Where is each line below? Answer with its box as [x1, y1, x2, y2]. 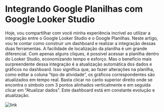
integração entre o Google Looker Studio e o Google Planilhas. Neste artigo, [5, 35, 158, 41]
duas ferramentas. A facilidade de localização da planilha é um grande [5, 45, 147, 51]
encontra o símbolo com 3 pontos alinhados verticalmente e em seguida [5, 82, 151, 88]
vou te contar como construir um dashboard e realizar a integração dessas [5, 40, 156, 46]
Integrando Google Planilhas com [5, 3, 143, 15]
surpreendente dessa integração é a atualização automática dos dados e [5, 61, 152, 67]
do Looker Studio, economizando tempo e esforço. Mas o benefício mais [5, 56, 152, 62]
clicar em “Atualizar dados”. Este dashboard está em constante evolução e [5, 87, 155, 93]
